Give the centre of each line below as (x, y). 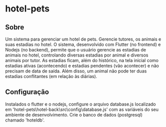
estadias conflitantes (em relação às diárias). (51, 76)
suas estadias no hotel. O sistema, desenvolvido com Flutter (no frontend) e (83, 44)
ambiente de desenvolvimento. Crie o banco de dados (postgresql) (74, 114)
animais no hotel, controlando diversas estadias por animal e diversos (77, 55)
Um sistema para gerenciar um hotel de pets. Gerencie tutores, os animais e (83, 39)
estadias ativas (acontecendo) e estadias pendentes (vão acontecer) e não (82, 66)
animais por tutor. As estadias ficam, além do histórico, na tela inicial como (82, 60)
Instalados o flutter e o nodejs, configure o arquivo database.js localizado (81, 104)
